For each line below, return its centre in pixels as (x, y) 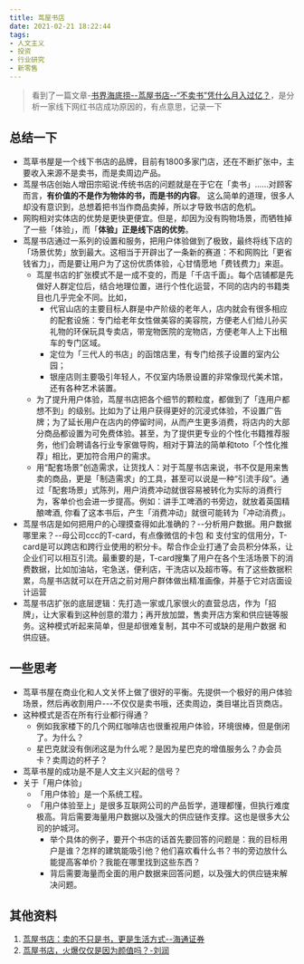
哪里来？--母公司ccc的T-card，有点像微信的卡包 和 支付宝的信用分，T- (155, 535)
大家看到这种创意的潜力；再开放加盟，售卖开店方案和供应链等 (165, 614)
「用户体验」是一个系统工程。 (91, 794)
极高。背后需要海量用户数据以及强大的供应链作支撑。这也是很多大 (159, 816)
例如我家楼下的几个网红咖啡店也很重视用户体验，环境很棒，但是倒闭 (163, 726)
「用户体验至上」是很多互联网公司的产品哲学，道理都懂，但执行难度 (163, 805)
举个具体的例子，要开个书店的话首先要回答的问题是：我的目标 (165, 839)
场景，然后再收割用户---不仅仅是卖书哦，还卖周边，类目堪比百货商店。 (155, 703)
